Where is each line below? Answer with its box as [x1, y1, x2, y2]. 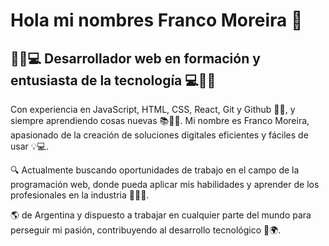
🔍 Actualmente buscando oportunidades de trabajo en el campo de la [10, 164, 300, 176]
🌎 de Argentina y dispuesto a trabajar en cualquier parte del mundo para [10, 209, 312, 221]
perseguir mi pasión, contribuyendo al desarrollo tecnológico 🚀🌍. [10, 224, 282, 236]
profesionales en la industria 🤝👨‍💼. [10, 189, 150, 201]
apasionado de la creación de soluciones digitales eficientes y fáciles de [10, 129, 309, 141]
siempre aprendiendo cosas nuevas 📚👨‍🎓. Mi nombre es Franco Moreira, [10, 115, 310, 126]
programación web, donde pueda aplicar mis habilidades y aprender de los [10, 179, 320, 190]
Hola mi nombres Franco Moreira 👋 [10, 9, 303, 32]
